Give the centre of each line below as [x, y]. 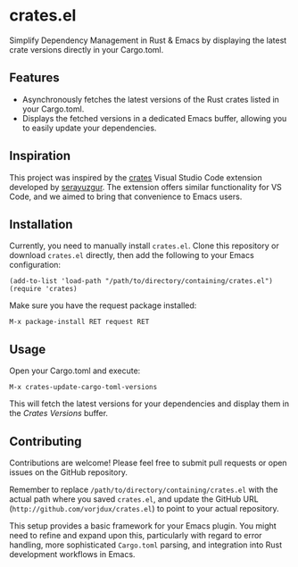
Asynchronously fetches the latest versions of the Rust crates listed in [150, 99]
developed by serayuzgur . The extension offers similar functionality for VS [146, 187]
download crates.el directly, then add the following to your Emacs [132, 255]
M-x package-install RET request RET [79, 322]
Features [34, 78]
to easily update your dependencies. [89, 128]
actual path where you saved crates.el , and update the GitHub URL [134, 499]
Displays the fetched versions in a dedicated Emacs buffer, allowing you [154, 118]
